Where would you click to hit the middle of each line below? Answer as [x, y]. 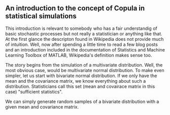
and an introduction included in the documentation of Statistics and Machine [85, 49]
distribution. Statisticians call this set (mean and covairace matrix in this [80, 86]
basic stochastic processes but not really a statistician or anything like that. [84, 34]
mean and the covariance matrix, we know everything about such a [76, 81]
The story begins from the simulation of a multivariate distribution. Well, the [84, 65]
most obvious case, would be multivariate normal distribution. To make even [85, 70]
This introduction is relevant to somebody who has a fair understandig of [81, 28]
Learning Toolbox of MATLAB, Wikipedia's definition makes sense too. [79, 55]
